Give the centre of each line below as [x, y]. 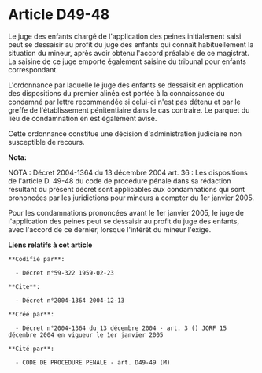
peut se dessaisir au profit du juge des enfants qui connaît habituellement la [131, 44]
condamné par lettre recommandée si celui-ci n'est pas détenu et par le [125, 102]
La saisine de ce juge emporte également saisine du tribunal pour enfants [127, 61]
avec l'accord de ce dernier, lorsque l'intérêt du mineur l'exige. [110, 229]
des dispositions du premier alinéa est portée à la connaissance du [116, 93]
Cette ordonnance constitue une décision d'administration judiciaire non [125, 133]
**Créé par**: [31, 314]
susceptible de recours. [46, 142]
